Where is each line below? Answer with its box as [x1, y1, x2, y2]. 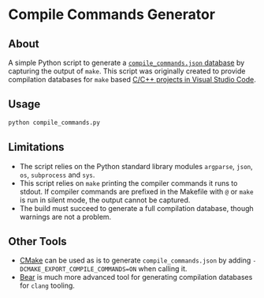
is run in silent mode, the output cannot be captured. [19, 195, 191, 205]
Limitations [8, 141, 65, 154]
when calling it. [137, 264, 188, 273]
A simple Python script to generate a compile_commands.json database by [8, 58, 245, 67]
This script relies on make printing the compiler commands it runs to [19, 178, 238, 187]
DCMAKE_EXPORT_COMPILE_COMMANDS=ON [19, 266, 137, 273]
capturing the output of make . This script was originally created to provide [8, 66, 246, 76]
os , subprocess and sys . [19, 170, 95, 179]
